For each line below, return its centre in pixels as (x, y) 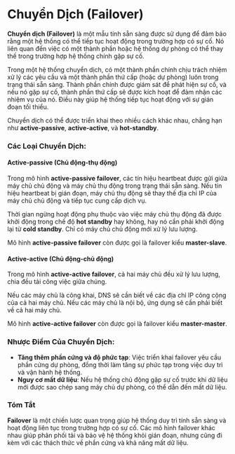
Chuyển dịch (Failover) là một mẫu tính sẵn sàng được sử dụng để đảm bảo (117, 34)
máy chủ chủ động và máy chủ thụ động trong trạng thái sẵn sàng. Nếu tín (115, 186)
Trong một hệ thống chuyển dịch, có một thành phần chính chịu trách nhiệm (117, 69)
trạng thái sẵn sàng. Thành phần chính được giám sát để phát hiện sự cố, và (117, 84)
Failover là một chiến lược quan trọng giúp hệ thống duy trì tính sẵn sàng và (117, 420)
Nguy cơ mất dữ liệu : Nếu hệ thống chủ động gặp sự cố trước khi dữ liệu (122, 379)
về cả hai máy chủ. (34, 310)
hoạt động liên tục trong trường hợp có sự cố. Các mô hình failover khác (112, 427)
